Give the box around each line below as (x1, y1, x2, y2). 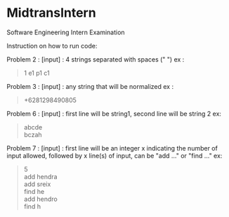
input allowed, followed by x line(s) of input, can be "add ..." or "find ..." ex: (6, 151, 223, 160)
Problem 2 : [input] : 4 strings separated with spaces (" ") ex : (6, 55, 185, 64)
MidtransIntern (6, 5, 96, 21)
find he (23, 187, 45, 195)
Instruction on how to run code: (6, 41, 98, 50)
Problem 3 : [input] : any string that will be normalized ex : (6, 82, 174, 90)
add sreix (23, 180, 51, 188)
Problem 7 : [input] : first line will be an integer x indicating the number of (6, 143, 218, 152)
